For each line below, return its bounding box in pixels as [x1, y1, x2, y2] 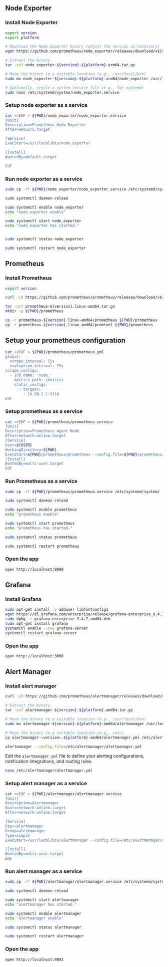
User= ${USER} [5, 442, 32, 447]
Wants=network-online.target [5, 805, 66, 811]
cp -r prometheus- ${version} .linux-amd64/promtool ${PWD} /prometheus [5, 322, 153, 327]
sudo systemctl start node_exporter [5, 218, 81, 223]
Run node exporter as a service [5, 175, 82, 182]
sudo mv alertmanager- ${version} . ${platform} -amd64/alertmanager [5, 721, 144, 726]
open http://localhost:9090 [5, 567, 64, 572]
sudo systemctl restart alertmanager [5, 934, 84, 939]
